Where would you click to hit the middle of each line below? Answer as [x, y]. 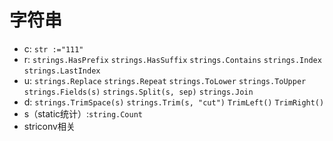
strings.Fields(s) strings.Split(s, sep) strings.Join [138, 92]
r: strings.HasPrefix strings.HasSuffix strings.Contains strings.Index [172, 59]
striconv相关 [49, 126]
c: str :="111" [53, 48]
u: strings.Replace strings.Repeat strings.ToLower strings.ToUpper [165, 80]
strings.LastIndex [62, 71]
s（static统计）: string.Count [83, 113]
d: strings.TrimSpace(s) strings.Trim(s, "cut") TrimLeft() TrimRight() [174, 102]
